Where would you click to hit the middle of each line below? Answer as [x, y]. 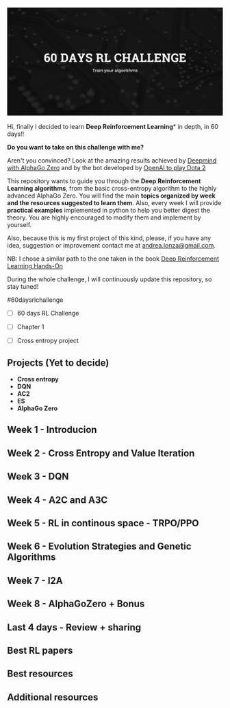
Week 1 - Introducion [52, 430]
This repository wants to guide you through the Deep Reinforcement [104, 181]
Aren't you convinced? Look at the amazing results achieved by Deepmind [112, 161]
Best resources [40, 674]
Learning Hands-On [35, 266]
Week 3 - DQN [38, 476]
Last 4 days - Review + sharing [74, 627]
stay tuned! [23, 286]
